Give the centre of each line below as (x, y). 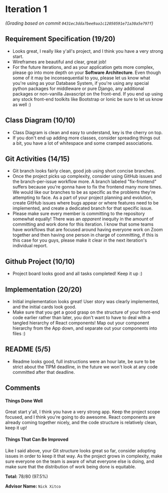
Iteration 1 (26, 9)
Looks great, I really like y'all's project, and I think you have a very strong (88, 51)
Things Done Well (24, 401)
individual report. (30, 246)
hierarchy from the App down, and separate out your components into (85, 328)
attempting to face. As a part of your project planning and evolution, (82, 198)
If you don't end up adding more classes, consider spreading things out (86, 138)
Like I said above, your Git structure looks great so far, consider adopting (80, 450)
